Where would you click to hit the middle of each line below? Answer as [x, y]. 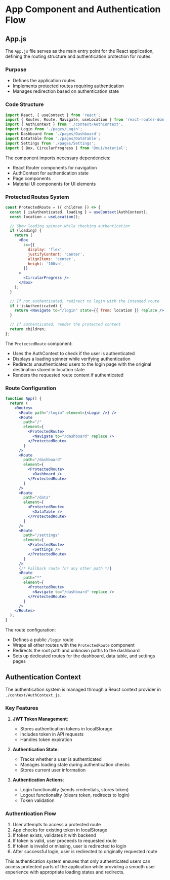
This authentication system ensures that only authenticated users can [78, 861]
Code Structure [25, 104]
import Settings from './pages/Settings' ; [51, 143]
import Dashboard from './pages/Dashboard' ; [53, 134]
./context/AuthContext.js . [33, 695]
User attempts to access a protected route [57, 825]
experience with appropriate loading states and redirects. [65, 872]
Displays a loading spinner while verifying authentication [71, 359]
